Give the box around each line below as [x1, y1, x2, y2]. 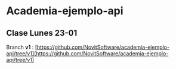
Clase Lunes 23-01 [6, 28, 78, 38]
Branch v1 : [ [6, 43, 38, 51]
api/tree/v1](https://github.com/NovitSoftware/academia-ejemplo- [6, 50, 169, 57]
